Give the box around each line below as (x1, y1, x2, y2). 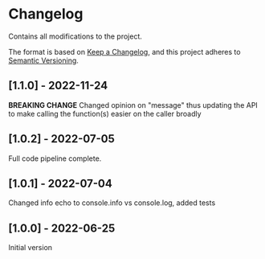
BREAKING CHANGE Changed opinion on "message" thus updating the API (8, 100, 259, 109)
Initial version (8, 243, 53, 253)
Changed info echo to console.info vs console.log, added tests (8, 198, 216, 208)
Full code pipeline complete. (8, 154, 102, 163)
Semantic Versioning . (8, 55, 79, 65)
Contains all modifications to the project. (8, 31, 143, 41)
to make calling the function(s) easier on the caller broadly (8, 109, 202, 118)
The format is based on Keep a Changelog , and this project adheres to (8, 47, 241, 56)
